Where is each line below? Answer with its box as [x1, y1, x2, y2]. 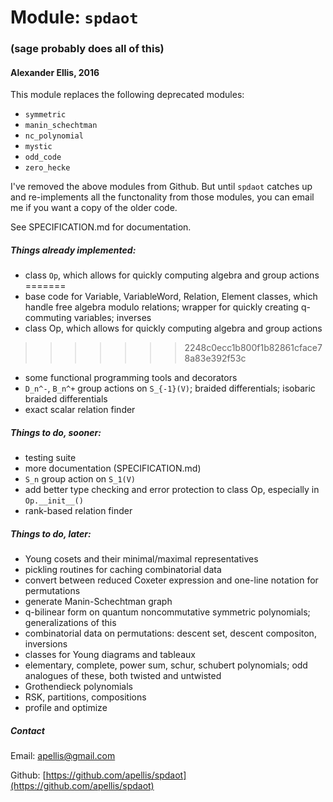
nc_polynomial [24, 131, 84, 141]
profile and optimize [24, 702, 108, 714]
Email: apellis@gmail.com [10, 750, 116, 762]
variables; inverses [73, 312, 152, 324]
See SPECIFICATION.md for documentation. [10, 221, 192, 233]
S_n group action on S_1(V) [24, 473, 137, 485]
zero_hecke [24, 163, 71, 173]
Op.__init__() [24, 496, 84, 506]
